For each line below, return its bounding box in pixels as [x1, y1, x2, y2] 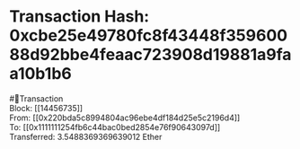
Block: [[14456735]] [9, 102, 84, 113]
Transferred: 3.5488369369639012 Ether [9, 131, 163, 142]
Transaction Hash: [9, 6, 150, 27]
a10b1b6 [9, 64, 72, 84]
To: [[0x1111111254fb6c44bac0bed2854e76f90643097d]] [9, 121, 221, 132]
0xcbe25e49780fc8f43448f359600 [9, 25, 288, 46]
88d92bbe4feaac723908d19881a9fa [9, 45, 292, 65]
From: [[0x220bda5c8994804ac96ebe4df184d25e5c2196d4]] [9, 112, 241, 123]
